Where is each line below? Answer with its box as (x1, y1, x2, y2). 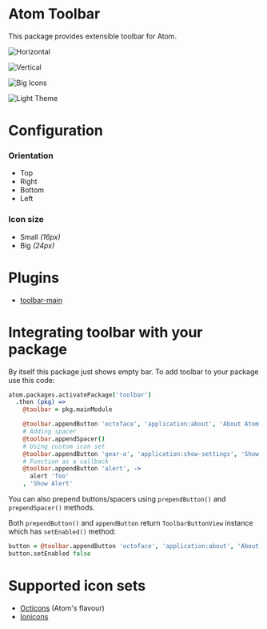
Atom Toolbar (8, 5, 101, 23)
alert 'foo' (29, 472, 70, 481)
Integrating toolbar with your (8, 323, 203, 341)
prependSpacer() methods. (8, 502, 96, 513)
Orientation (8, 150, 54, 161)
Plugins (8, 268, 60, 287)
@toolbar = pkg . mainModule (22, 405, 113, 413)
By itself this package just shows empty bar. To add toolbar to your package (8, 366, 259, 377)
